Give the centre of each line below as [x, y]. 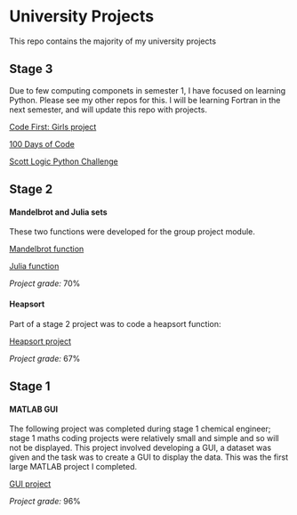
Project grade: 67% [45, 358]
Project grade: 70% [45, 283]
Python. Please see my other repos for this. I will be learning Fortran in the [145, 100]
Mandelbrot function [47, 249]
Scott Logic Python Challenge [64, 161]
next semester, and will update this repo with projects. [108, 110]
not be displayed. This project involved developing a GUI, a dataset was [140, 448]
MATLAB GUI [34, 409]
